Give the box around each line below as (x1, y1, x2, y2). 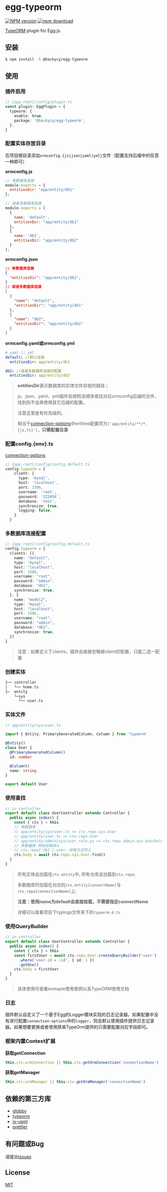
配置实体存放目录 (5, 140, 46, 147)
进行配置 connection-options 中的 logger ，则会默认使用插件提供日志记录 (9, 1018, 155, 1024)
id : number (9, 755, 32, 759)
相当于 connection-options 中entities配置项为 (17, 421, 108, 427)
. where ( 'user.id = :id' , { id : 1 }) (18, 958, 94, 963)
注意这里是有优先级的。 (17, 410, 66, 416)
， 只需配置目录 (37, 427, 69, 433)
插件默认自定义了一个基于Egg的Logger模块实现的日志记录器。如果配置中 (5, 1012, 154, 1018)
